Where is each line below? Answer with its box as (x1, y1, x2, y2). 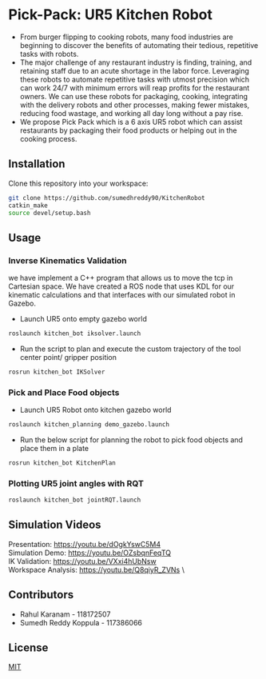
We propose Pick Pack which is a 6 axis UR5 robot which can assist (19, 117, 243, 126)
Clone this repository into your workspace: (8, 178, 149, 188)
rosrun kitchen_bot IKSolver (8, 368, 105, 376)
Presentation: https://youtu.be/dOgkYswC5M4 (8, 539, 161, 549)
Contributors (8, 588, 74, 601)
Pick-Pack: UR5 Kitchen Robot (8, 6, 213, 24)
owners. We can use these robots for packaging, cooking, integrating (19, 91, 248, 101)
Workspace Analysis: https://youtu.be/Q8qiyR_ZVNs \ (8, 565, 185, 574)
